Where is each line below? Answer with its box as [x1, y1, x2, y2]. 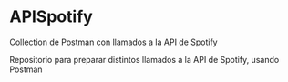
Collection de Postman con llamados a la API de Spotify [9, 36, 218, 47]
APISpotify [9, 6, 93, 27]
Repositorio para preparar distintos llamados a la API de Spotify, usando [9, 54, 280, 65]
